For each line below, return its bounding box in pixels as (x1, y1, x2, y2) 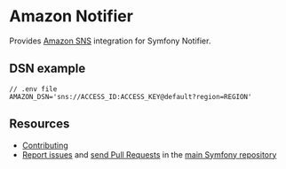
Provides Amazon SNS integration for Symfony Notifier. (9, 35, 211, 46)
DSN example (9, 61, 86, 76)
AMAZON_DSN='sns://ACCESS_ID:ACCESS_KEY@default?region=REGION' (9, 92, 252, 101)
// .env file (9, 84, 58, 94)
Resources (9, 117, 70, 132)
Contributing (21, 140, 68, 150)
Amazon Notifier (9, 6, 133, 27)
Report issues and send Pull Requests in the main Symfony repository (21, 149, 277, 160)
